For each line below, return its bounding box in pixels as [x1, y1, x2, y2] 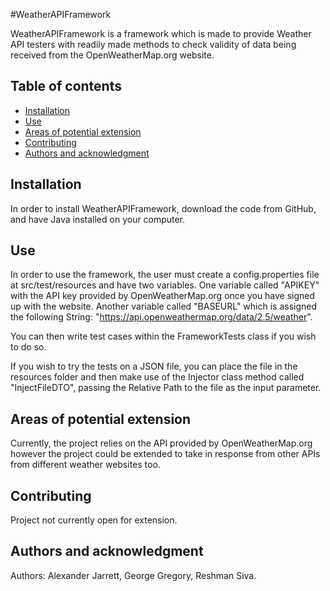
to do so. [10, 341, 47, 353]
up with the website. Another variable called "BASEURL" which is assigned [10, 300, 318, 313]
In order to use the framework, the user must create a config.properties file [10, 269, 320, 281]
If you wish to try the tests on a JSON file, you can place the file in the [10, 360, 298, 373]
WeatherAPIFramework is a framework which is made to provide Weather [10, 28, 312, 39]
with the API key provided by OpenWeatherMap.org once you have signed [10, 290, 316, 302]
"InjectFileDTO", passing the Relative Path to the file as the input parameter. [10, 382, 322, 394]
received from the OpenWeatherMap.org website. [10, 49, 215, 61]
